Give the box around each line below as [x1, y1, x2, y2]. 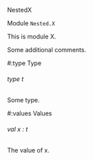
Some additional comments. [7, 46, 87, 54]
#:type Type [7, 59, 42, 67]
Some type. [7, 96, 40, 104]
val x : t [7, 125, 28, 133]
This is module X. [7, 32, 56, 41]
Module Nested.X [7, 19, 55, 27]
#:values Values [7, 109, 52, 117]
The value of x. [7, 146, 50, 155]
